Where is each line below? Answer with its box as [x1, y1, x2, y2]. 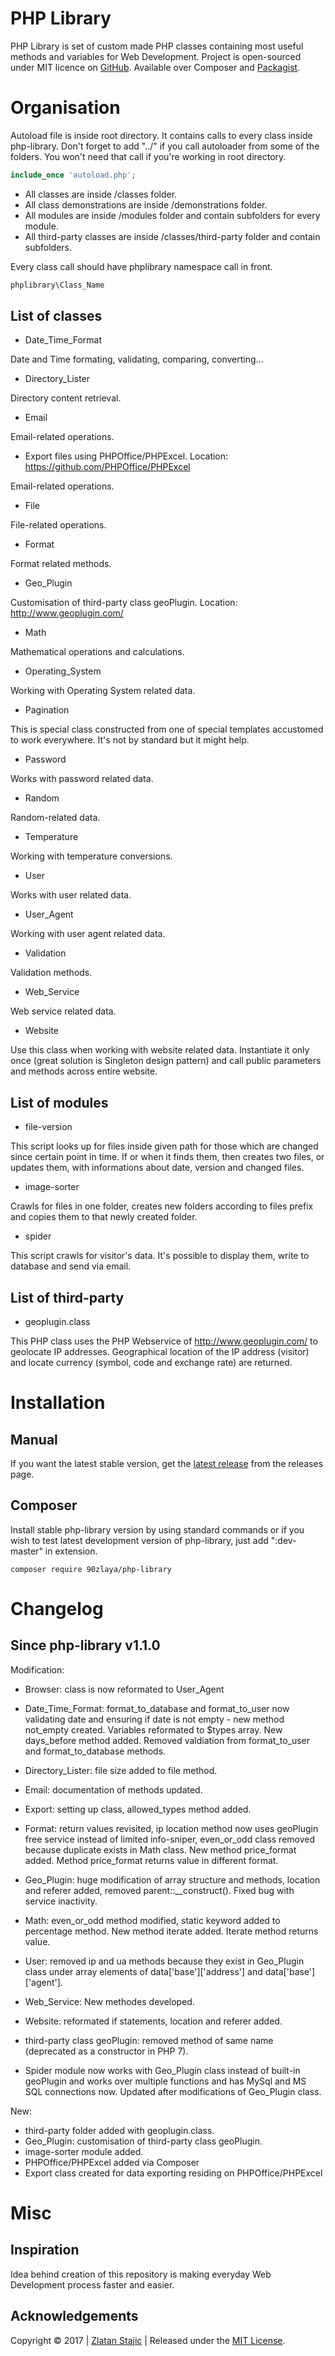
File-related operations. [10, 519, 107, 531]
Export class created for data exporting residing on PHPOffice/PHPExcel [24, 2167, 323, 2179]
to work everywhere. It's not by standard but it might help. [10, 734, 250, 746]
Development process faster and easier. [10, 2278, 175, 2291]
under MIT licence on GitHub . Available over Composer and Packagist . [10, 61, 301, 73]
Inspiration [10, 2242, 80, 2259]
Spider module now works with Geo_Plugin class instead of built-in [24, 2064, 301, 2076]
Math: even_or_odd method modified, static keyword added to [24, 1914, 281, 1926]
